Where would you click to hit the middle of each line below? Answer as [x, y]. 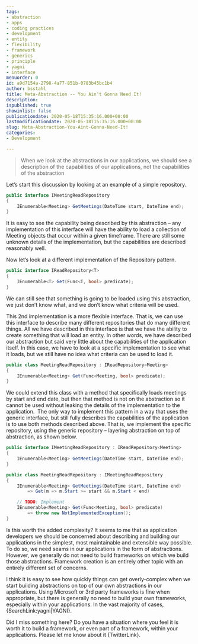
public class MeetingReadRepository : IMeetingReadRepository [84, 475]
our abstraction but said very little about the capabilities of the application [96, 341]
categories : [21, 133]
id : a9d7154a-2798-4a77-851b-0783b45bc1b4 [59, 84]
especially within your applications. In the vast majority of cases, [85, 604]
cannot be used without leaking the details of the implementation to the [93, 405]
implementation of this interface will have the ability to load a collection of [96, 229]
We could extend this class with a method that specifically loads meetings [96, 393]
